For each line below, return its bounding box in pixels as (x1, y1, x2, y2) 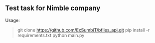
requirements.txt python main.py (17, 32, 85, 38)
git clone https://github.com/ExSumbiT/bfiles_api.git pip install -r (17, 27, 150, 33)
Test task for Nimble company (5, 4, 101, 12)
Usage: (5, 17, 20, 23)
